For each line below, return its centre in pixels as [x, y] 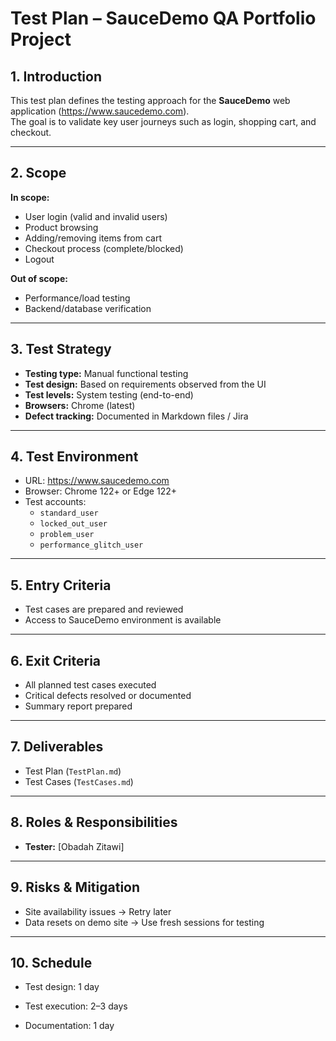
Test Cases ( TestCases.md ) [79, 781]
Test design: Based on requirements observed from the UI [145, 384]
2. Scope [38, 173]
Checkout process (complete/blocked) [104, 248]
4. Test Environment [74, 457]
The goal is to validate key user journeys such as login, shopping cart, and [163, 121]
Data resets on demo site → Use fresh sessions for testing [144, 922]
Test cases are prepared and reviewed [104, 609]
